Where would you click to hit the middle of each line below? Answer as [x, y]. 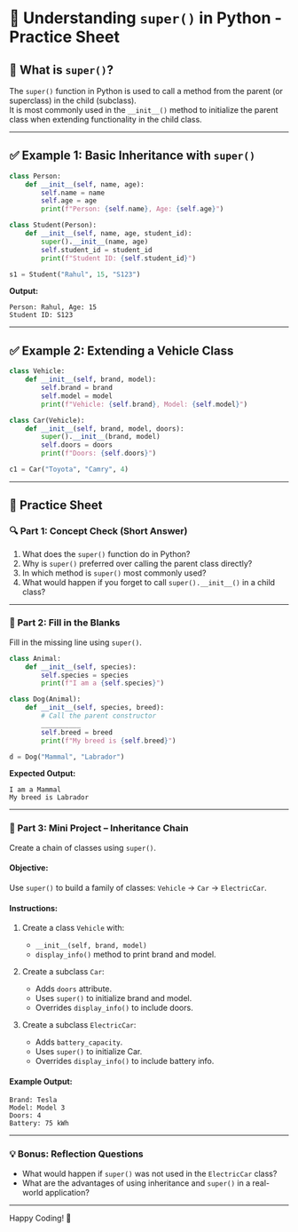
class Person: [35, 176]
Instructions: [34, 908]
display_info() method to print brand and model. [125, 955]
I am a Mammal [35, 790]
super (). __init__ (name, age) [95, 242]
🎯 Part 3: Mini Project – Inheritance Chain [99, 828]
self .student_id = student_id [97, 250]
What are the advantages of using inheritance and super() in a [136, 1183]
